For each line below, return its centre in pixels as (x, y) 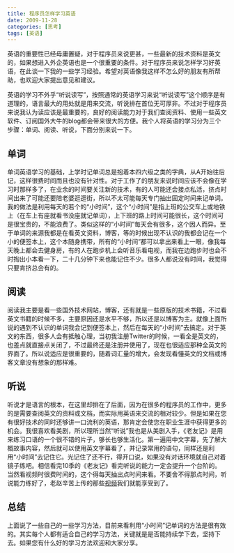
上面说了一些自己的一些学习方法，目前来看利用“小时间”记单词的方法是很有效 (117, 525)
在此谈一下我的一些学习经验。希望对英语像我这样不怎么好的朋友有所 (117, 71)
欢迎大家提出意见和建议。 (62, 80)
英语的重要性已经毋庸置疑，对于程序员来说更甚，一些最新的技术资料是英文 (114, 54)
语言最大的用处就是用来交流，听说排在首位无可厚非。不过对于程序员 (129, 104)
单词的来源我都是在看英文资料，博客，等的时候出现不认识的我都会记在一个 (120, 233)
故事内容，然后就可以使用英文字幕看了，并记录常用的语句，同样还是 (111, 448)
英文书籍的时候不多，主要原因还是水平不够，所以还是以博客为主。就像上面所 (117, 319)
